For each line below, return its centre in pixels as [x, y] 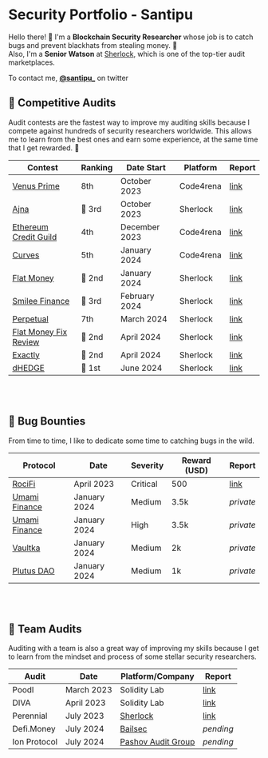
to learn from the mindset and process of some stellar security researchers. [132, 656]
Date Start [146, 167]
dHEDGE [29, 368]
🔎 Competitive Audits [62, 103]
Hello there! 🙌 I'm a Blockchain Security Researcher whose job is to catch [131, 37]
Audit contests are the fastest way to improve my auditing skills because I [129, 122]
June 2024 [142, 368]
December [140, 227]
